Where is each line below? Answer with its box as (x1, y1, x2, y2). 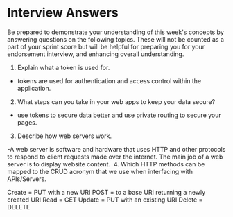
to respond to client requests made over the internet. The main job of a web (7, 153, 223, 161)
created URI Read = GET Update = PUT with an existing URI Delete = (7, 196, 203, 204)
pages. (17, 118, 37, 126)
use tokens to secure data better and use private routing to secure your (17, 111, 222, 119)
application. (17, 84, 51, 92)
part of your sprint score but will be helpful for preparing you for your (7, 42, 205, 51)
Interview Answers (7, 5, 119, 21)
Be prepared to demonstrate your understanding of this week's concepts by (7, 28, 224, 36)
